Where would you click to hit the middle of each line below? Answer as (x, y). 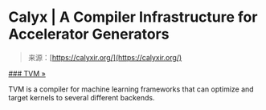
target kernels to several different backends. (82, 97)
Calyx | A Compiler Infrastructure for (133, 17)
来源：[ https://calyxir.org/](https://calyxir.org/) (105, 57)
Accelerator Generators (89, 34)
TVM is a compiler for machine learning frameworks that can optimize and (131, 89)
